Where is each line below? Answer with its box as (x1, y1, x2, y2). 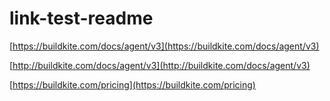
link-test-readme (9, 7, 154, 30)
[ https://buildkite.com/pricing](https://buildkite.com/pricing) (9, 78, 256, 91)
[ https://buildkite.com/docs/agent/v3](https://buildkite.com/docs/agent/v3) (9, 40, 320, 52)
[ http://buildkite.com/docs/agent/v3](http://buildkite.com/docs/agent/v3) (9, 59, 311, 71)
